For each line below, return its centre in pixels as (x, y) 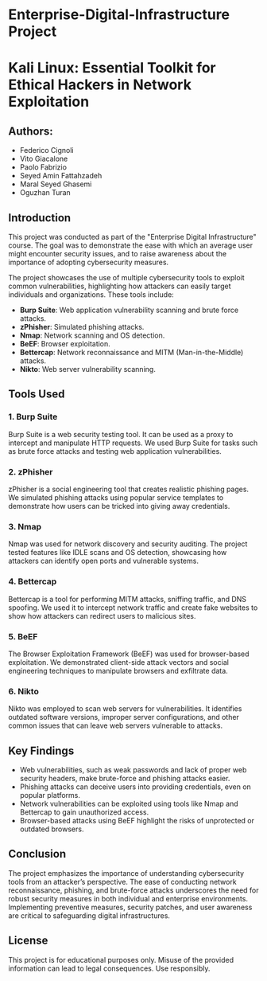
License (28, 941)
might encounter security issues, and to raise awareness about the (118, 254)
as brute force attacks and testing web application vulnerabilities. (115, 451)
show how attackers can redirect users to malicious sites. (102, 616)
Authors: (31, 131)
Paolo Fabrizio (43, 167)
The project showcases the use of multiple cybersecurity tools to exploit (126, 277)
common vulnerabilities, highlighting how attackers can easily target (120, 286)
